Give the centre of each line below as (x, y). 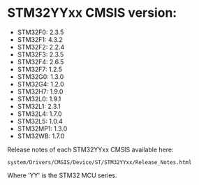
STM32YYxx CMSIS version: (92, 13)
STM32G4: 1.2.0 (40, 84)
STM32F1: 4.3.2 (40, 39)
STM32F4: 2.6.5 (40, 61)
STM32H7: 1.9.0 (40, 91)
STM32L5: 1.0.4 (40, 121)
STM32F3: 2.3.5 (40, 54)
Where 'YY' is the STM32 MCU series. (62, 175)
